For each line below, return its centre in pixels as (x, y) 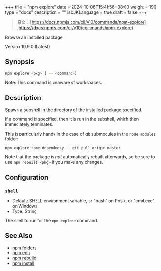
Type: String (24, 211)
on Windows (25, 206)
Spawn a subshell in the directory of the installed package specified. (74, 110)
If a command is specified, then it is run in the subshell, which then (72, 119)
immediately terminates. (29, 124)
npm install (23, 263)
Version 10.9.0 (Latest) (27, 47)
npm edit (21, 252)
